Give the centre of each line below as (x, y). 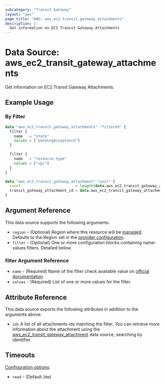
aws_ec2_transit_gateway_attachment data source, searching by (77, 334)
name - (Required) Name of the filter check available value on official (81, 271)
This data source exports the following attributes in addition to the (72, 309)
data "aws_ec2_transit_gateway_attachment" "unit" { (60, 181)
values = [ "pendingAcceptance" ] (47, 141)
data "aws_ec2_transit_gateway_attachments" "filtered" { (66, 127)
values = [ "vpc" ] (32, 163)
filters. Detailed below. (49, 248)
